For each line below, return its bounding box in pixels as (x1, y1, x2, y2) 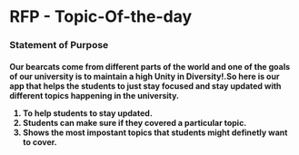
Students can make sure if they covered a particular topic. (22, 117, 247, 128)
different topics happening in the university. (9, 90, 180, 101)
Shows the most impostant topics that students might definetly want (22, 127, 288, 138)
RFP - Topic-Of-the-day (9, 6, 193, 27)
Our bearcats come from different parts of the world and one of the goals (9, 61, 291, 72)
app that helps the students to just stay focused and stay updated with (9, 80, 282, 92)
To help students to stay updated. (22, 107, 153, 119)
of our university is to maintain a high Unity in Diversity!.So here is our (9, 71, 280, 82)
